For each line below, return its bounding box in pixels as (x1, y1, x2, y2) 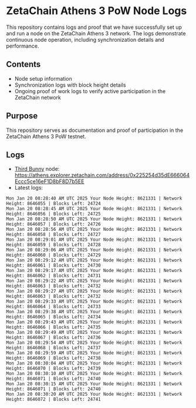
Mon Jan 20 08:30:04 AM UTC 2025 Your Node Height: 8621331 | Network (6, 360, 183, 366)
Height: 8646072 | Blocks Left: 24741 (6, 396, 101, 403)
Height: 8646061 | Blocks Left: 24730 (6, 263, 101, 268)
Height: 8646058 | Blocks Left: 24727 (6, 231, 101, 238)
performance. (6, 42, 39, 49)
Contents (6, 59, 41, 69)
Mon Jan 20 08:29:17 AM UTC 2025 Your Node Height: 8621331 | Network (6, 268, 183, 274)
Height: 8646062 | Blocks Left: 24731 (6, 273, 101, 279)
